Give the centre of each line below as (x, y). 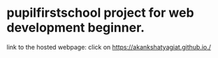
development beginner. (75, 28)
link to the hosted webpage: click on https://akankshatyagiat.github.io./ (109, 47)
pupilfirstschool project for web (100, 13)
